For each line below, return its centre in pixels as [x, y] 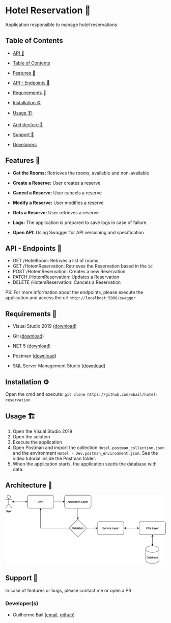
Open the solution [31, 436]
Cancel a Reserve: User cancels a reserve [57, 193]
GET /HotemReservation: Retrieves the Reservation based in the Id [82, 266]
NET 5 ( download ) [32, 346]
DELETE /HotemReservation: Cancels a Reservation [67, 282]
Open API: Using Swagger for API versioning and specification [78, 232]
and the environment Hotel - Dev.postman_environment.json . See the [85, 453]
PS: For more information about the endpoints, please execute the [74, 292]
